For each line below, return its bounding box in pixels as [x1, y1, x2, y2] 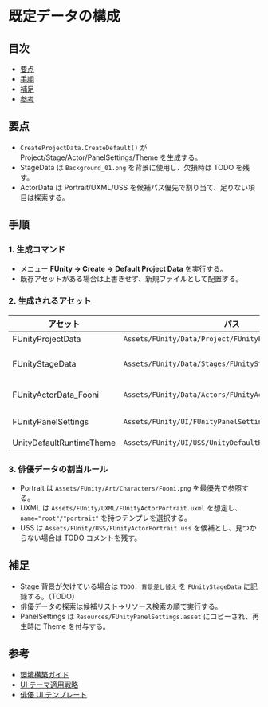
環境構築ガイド [19, 669, 69, 679]
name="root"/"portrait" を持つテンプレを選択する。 [19, 513, 191, 523]
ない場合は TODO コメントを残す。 [26, 533, 142, 543]
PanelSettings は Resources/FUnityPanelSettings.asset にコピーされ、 [19, 611, 253, 621]
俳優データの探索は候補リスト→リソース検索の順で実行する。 [19, 601, 223, 611]
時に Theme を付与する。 [26, 621, 110, 631]
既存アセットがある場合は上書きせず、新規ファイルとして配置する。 [19, 273, 243, 284]
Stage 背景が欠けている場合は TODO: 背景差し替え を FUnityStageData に [19, 581, 251, 591]
